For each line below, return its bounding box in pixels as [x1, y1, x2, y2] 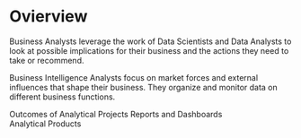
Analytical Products [9, 118, 82, 129]
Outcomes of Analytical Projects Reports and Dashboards [9, 108, 223, 119]
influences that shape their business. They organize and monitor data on [9, 82, 279, 92]
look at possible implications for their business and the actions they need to [9, 45, 289, 56]
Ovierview [9, 6, 88, 27]
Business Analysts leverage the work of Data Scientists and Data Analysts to [9, 36, 292, 47]
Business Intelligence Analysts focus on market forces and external [9, 72, 259, 82]
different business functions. [9, 91, 116, 102]
